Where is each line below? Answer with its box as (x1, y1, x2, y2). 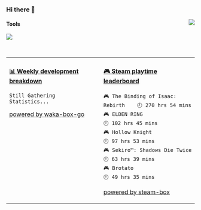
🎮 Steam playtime (103, 67, 157, 75)
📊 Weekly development (9, 67, 79, 75)
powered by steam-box (103, 188, 170, 196)
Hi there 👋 (6, 5, 36, 14)
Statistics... (9, 98, 50, 105)
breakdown (9, 77, 42, 85)
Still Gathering (9, 92, 56, 99)
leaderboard (103, 77, 139, 85)
